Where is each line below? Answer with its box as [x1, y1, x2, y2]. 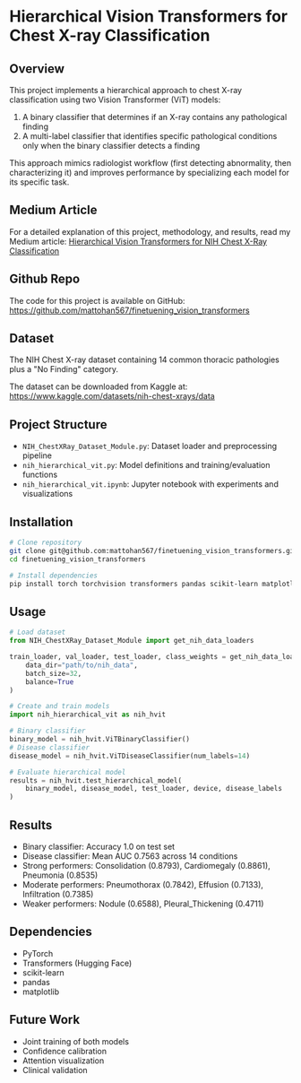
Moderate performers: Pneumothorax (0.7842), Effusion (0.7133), [21, 879, 264, 889]
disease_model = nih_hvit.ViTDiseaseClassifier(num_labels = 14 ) [9, 751, 251, 760]
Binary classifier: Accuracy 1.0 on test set [21, 841, 176, 852]
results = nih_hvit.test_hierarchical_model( [9, 775, 182, 785]
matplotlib [21, 986, 60, 997]
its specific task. [9, 177, 70, 187]
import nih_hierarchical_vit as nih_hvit [9, 710, 167, 719]
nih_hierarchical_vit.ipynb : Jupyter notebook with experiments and [21, 479, 279, 490]
